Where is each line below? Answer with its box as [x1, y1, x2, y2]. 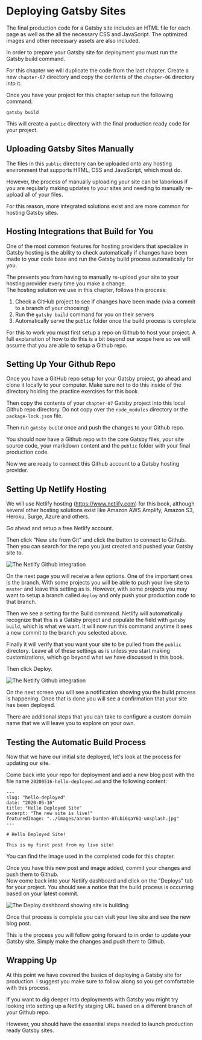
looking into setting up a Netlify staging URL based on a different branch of [6, 1002, 193, 1009]
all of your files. [25, 191, 63, 198]
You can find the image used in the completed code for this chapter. [6, 852, 175, 860]
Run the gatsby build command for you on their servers [14, 311, 154, 318]
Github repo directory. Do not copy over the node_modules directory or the [6, 406, 189, 413]
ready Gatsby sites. [6, 1027, 54, 1034]
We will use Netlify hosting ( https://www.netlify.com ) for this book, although [6, 500, 195, 507]
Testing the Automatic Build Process [6, 737, 147, 747]
